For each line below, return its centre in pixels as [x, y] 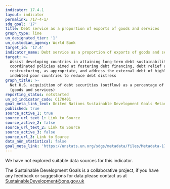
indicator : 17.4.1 [25, 10]
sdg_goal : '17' [21, 24]
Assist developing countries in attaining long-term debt [72, 62]
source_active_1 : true [29, 113]
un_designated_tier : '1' [31, 38]
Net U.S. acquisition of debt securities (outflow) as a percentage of [87, 85]
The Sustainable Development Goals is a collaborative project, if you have [82, 170]
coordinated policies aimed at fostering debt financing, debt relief [86, 66]
